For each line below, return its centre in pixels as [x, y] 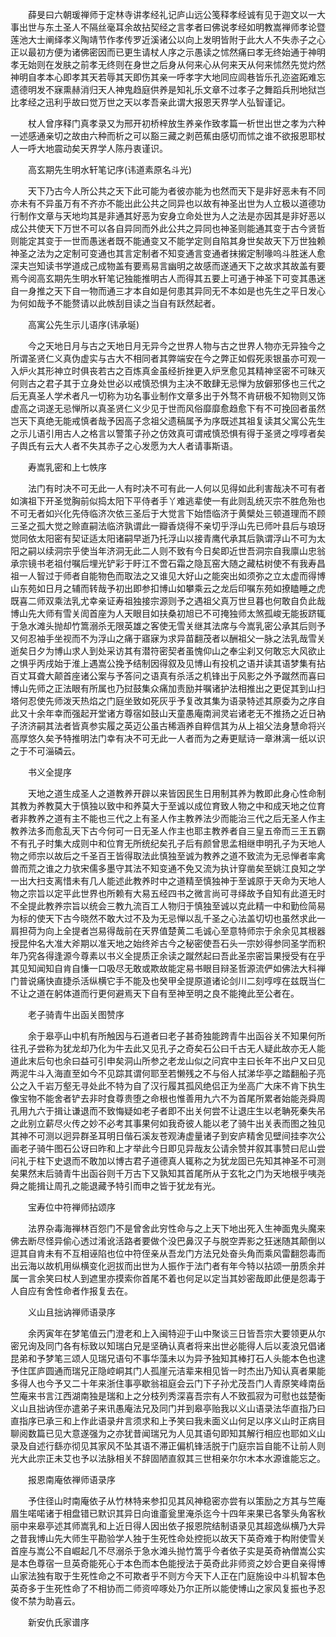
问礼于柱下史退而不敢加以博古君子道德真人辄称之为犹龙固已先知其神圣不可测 [168, 1161]
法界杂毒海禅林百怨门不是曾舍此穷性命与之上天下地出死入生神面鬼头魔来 [176, 1228]
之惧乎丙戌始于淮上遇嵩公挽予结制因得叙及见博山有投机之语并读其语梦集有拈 [168, 663]
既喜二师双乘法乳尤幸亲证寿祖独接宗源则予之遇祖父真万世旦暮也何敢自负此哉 [168, 601]
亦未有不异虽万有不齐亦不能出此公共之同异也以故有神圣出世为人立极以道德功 [168, 203]
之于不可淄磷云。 [45, 751]
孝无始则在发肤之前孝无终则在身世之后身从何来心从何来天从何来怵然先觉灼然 [168, 64]
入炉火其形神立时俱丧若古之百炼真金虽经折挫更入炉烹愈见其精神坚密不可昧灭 [168, 371]
